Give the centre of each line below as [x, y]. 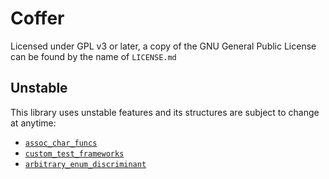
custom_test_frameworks [74, 153]
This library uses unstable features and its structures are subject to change [165, 112]
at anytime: [33, 123]
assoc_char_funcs [61, 143]
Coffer [37, 18]
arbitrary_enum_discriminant [85, 164]
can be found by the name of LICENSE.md [93, 56]
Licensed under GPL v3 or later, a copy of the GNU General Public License [163, 46]
